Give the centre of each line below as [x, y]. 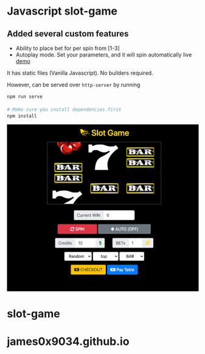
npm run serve [25, 97]
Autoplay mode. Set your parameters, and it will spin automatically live [104, 55]
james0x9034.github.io [68, 341]
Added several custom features [68, 34]
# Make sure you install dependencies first [64, 109]
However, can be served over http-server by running [74, 85]
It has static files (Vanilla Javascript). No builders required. [80, 73]
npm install [22, 116]
